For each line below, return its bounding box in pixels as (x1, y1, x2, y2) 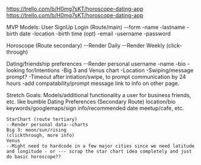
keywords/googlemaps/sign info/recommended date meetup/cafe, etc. (6, 105, 185, 112)
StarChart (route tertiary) (6, 116, 78, 122)
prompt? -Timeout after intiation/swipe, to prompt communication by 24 (6, 73, 186, 80)
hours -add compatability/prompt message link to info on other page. (6, 79, 180, 87)
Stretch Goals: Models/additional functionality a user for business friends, (6, 92, 191, 98)
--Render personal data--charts (6, 122, 88, 128)
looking (6, 67, 26, 74)
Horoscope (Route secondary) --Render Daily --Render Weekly (6, 42, 166, 49)
